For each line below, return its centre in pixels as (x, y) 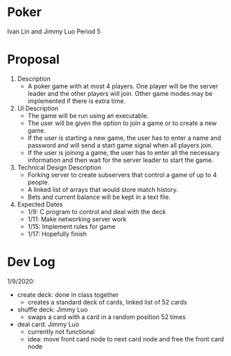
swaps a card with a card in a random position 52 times (106, 316)
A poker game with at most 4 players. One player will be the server (123, 86)
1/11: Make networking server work (77, 219)
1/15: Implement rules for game (71, 226)
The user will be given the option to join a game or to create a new (122, 123)
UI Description (38, 108)
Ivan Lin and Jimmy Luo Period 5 (54, 31)
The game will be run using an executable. (88, 115)
